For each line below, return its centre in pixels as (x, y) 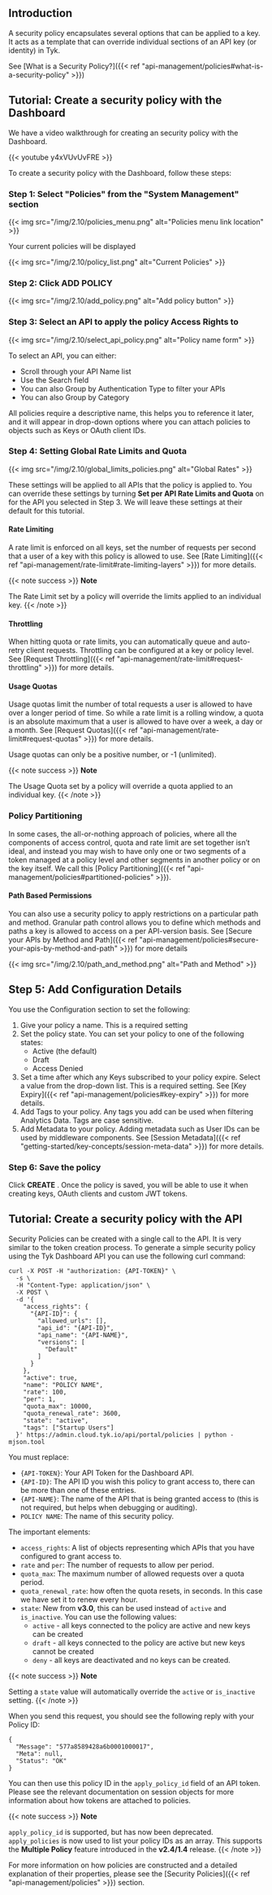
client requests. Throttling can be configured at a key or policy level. (140, 650)
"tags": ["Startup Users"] (69, 1428)
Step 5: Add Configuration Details (95, 989)
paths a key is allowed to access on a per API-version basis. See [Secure (130, 930)
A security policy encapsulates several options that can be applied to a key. (135, 33)
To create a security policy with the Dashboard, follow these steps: (120, 173)
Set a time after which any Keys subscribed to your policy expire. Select (140, 1077)
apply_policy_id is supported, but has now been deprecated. (111, 1832)
